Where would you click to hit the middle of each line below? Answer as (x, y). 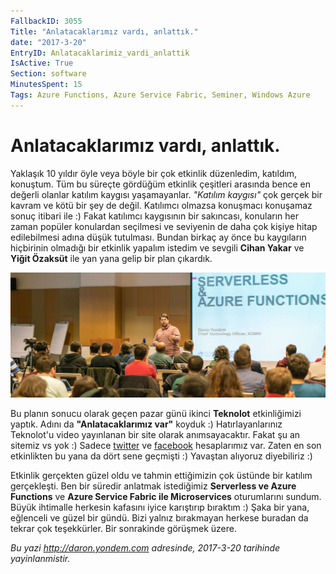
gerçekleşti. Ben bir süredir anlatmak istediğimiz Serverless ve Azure (153, 486)
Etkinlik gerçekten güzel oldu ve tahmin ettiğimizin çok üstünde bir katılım (161, 475)
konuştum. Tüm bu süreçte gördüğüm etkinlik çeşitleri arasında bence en (160, 184)
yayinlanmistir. (40, 558)
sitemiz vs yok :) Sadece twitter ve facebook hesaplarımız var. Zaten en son (166, 445)
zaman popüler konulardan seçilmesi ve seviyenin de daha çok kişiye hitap (164, 226)
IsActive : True (42, 63)
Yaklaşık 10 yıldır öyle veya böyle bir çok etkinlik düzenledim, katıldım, (154, 173)
